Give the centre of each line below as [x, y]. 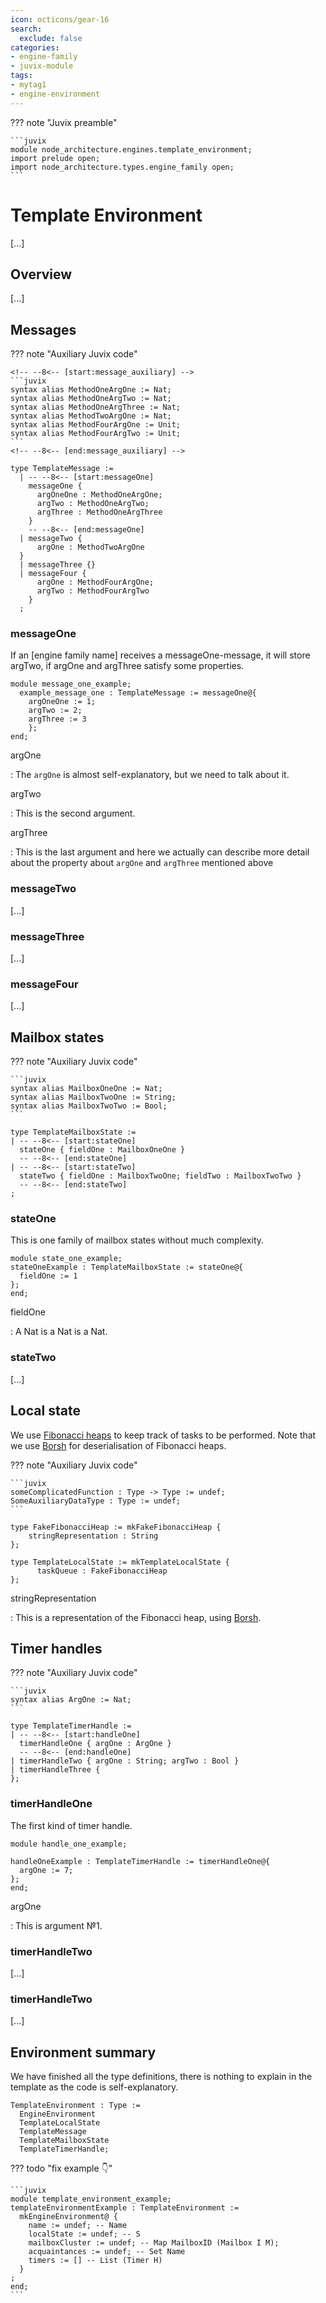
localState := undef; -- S [84, 2234]
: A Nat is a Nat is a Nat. [59, 1332]
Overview [41, 274]
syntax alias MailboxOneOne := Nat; [86, 1089]
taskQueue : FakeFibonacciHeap [102, 1571]
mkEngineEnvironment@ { [68, 2217]
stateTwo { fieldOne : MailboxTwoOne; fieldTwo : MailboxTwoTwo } [160, 1176]
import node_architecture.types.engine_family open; [122, 167]
